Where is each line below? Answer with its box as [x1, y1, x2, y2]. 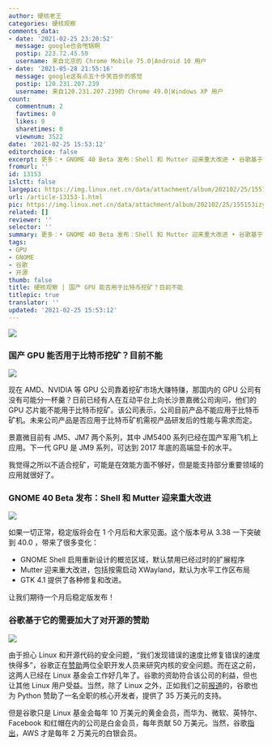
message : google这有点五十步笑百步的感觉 [15, 72, 143, 80]
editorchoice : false [8, 148, 79, 156]
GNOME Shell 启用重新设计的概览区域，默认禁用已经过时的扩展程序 [19, 555, 245, 565]
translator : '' [8, 299, 60, 307]
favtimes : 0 [15, 110, 57, 118]
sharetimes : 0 [15, 125, 63, 133]
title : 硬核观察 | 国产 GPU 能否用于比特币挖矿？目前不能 [8, 283, 184, 292]
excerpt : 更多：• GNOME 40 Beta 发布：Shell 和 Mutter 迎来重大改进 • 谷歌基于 [8, 155, 263, 163]
